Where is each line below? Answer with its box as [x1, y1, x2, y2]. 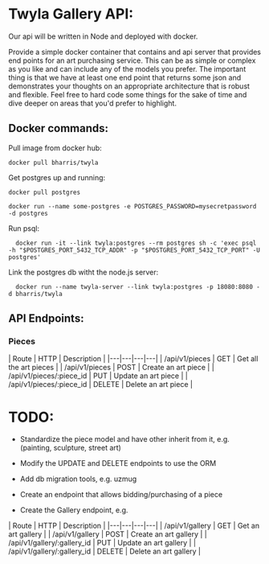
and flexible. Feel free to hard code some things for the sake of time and [8, 89, 247, 99]
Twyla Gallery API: [8, 5, 134, 23]
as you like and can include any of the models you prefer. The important [8, 64, 247, 73]
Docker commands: [8, 121, 108, 135]
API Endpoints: [8, 311, 84, 326]
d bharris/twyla [8, 290, 63, 298]
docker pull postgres [8, 188, 81, 196]
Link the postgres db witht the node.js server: [8, 267, 159, 277]
